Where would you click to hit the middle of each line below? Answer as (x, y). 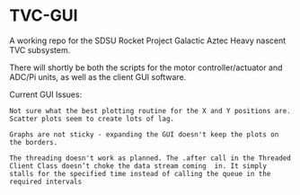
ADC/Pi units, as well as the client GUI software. (98, 76)
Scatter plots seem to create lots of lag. (92, 119)
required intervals (46, 182)
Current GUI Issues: (46, 94)
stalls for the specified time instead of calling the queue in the (140, 173)
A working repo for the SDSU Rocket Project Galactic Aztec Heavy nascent (148, 40)
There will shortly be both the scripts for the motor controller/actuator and (146, 67)
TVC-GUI (44, 16)
